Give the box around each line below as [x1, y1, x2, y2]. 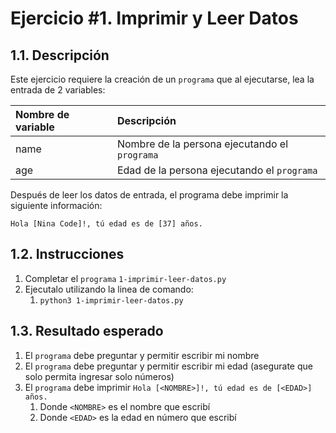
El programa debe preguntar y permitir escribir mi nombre [24, 349, 260, 361]
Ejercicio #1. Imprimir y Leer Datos [10, 7, 299, 30]
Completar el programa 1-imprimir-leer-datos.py [24, 272, 227, 284]
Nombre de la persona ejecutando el [116, 137, 289, 151]
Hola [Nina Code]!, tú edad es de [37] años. [10, 219, 203, 229]
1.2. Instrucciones [10, 246, 125, 263]
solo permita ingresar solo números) [24, 370, 175, 382]
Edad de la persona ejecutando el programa [116, 163, 318, 177]
